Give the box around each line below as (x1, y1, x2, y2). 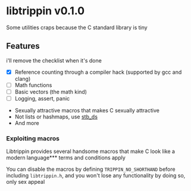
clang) (14, 75, 31, 82)
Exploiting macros (6, 134, 60, 142)
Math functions (14, 82, 52, 89)
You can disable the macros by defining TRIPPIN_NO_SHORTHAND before (6, 165, 176, 173)
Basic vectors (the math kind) (14, 88, 87, 95)
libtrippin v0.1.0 (6, 4, 85, 18)
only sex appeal (6, 179, 45, 186)
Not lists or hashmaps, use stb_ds (14, 113, 98, 120)
